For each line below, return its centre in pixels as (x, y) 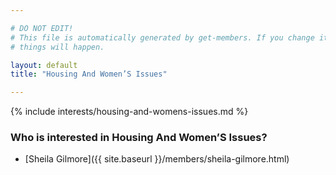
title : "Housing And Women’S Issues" (89, 74)
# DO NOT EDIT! (42, 28)
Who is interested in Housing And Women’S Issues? (139, 138)
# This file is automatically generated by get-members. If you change (162, 37)
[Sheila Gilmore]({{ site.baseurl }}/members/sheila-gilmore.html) (157, 159)
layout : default (44, 65)
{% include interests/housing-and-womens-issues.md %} (129, 112)
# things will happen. (57, 47)
